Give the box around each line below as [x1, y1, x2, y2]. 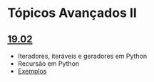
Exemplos [17, 67, 47, 75]
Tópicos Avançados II [7, 5, 137, 21]
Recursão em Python [17, 59, 80, 68]
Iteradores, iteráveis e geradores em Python [17, 52, 148, 60]
